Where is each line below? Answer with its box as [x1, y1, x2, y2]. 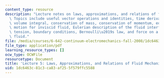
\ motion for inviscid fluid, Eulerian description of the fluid [9, 25, 145, 30]
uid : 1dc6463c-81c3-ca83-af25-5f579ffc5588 [5, 66, 95, 71]
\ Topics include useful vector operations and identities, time [9, 16, 145, 21]
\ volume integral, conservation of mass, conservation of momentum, [9, 20, 154, 26]
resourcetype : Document [5, 57, 54, 62]
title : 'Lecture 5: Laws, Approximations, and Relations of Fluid [5, 61, 143, 66]
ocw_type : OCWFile [5, 52, 42, 57]
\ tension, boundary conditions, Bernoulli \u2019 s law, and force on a [9, 30, 159, 34]
